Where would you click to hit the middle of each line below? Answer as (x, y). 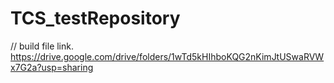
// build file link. (42, 46)
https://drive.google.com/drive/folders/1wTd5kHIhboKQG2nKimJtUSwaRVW (167, 56)
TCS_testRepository (95, 18)
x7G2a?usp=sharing (52, 67)
